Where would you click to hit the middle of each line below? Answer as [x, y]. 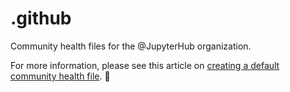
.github [41, 18]
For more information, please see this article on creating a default [145, 65]
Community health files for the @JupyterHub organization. [131, 46]
